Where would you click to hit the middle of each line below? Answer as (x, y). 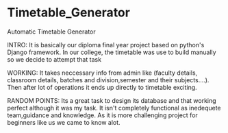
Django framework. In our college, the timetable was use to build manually (112, 52)
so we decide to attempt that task (54, 59)
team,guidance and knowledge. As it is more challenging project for (103, 115)
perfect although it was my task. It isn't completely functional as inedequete (114, 108)
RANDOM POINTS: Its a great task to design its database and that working (112, 100)
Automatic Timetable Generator (51, 32)
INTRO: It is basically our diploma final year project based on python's (106, 45)
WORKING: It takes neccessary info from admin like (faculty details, (102, 73)
